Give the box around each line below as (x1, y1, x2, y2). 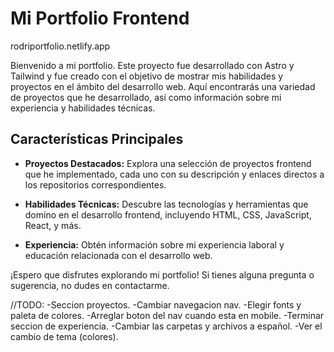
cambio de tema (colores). (10, 330, 119, 342)
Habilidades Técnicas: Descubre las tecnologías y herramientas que (24, 198, 309, 210)
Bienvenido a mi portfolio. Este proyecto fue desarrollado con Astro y (10, 59, 295, 71)
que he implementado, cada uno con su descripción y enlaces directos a (24, 168, 325, 180)
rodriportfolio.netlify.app (10, 40, 111, 52)
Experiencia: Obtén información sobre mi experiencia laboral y (24, 238, 285, 251)
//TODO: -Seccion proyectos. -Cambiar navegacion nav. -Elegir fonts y (10, 298, 302, 311)
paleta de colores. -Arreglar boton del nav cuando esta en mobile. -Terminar (10, 309, 325, 321)
